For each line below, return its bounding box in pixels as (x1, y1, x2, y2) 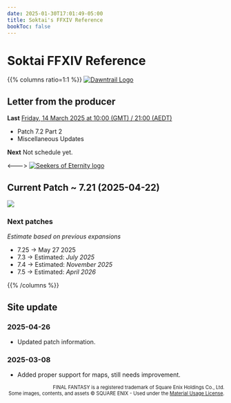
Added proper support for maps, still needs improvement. (17, 371, 181, 379)
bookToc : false (7, 23, 51, 30)
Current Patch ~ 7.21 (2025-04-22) (7, 181, 160, 194)
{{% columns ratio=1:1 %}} (7, 75, 83, 84)
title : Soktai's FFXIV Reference (7, 17, 103, 24)
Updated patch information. (17, 337, 96, 346)
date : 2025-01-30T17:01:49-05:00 (7, 10, 103, 17)
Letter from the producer (7, 95, 116, 107)
